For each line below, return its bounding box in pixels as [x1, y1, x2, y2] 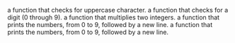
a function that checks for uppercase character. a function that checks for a [7, 6, 229, 14]
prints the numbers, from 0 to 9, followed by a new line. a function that [7, 21, 213, 28]
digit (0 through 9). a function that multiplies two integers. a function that [7, 13, 220, 21]
